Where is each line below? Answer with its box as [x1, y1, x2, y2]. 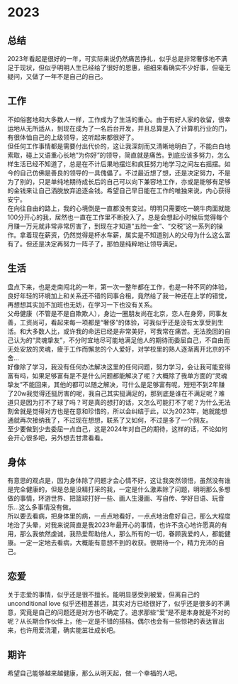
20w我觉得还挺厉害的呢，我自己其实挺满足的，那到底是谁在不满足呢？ [13, 389, 219, 398]
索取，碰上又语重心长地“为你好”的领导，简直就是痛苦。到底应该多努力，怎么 [7, 151, 230, 159]
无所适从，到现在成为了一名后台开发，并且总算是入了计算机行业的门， [25, 124, 231, 132]
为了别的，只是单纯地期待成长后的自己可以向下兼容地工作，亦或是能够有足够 [7, 177, 231, 185]
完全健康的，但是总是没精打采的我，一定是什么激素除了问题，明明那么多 [13, 485, 225, 494]
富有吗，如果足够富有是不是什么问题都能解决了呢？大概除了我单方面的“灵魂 [7, 371, 228, 380]
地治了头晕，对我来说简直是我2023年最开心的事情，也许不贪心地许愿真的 [7, 521, 222, 529]
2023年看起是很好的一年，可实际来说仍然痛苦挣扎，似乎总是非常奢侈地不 [7, 55, 222, 63]
